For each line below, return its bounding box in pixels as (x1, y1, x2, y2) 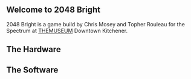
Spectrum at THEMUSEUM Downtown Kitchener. (6, 27, 128, 34)
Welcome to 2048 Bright (6, 5, 101, 15)
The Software (6, 65, 59, 75)
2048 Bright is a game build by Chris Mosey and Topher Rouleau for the (6, 20, 186, 28)
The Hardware (6, 44, 62, 54)
